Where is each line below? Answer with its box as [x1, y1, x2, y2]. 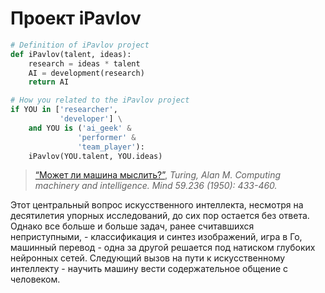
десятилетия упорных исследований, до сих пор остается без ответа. [10, 210, 310, 222]
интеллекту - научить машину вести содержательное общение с [10, 263, 289, 275]
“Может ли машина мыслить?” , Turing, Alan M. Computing [34, 169, 282, 181]
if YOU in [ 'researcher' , [10, 105, 118, 115]
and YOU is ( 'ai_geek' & [28, 123, 132, 133]
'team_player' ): [77, 142, 145, 152]
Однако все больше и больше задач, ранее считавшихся [10, 220, 255, 232]
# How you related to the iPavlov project [10, 95, 190, 106]
